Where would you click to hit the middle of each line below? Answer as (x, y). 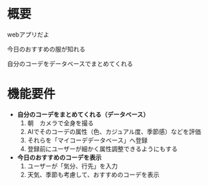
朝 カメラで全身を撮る (60, 123)
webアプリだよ (28, 34)
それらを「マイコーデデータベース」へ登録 (87, 140)
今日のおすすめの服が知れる (46, 49)
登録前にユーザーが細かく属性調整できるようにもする (103, 149)
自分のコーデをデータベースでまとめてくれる (70, 63)
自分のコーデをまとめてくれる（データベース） (83, 114)
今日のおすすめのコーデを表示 (59, 157)
